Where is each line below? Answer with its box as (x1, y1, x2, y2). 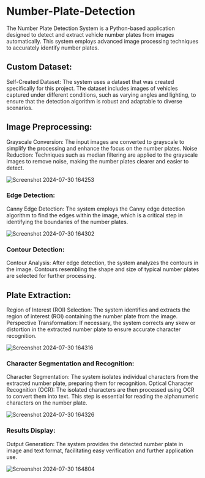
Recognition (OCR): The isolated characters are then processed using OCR (6, 386, 195, 394)
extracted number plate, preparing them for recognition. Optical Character (6, 379, 193, 387)
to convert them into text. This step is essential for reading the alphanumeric (6, 393, 199, 400)
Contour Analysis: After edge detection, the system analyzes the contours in (6, 259, 199, 267)
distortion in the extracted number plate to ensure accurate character (6, 326, 181, 333)
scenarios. (6, 104, 33, 111)
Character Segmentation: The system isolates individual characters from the (6, 373, 199, 381)
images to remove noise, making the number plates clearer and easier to (6, 157, 189, 165)
